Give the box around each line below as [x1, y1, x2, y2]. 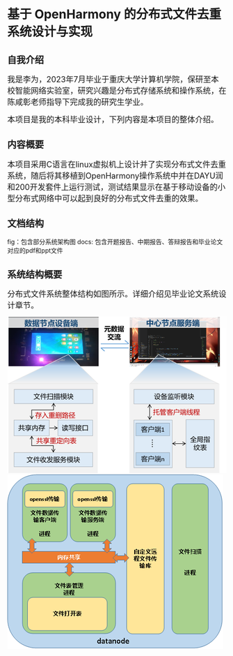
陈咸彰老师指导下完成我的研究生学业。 [7, 97, 148, 107]
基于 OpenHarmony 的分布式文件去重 [7, 6, 221, 22]
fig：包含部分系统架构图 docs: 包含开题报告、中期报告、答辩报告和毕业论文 [7, 237, 223, 246]
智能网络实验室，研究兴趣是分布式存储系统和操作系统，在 [15, 86, 227, 96]
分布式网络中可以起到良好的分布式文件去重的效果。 [15, 193, 203, 203]
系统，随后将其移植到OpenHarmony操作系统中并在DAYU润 [7, 170, 224, 181]
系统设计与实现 [7, 24, 93, 40]
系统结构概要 [7, 269, 63, 281]
